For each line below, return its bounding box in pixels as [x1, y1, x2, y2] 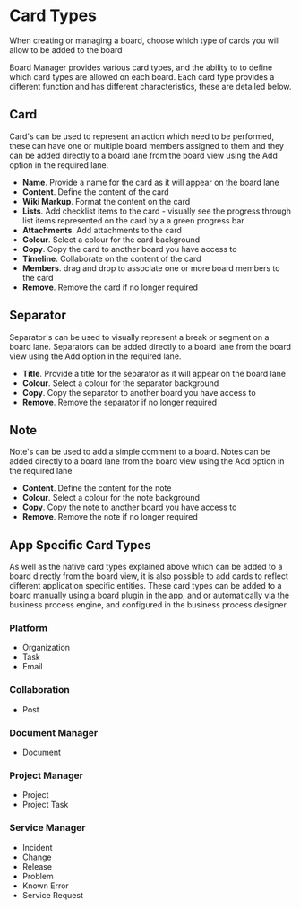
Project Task [21, 800, 69, 810]
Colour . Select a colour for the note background [21, 493, 200, 503]
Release [21, 861, 52, 871]
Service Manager [9, 822, 87, 835]
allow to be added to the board [9, 44, 123, 55]
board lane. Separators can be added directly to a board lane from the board [9, 341, 292, 352]
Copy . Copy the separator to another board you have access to [21, 387, 257, 398]
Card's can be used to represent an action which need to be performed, [9, 131, 275, 142]
